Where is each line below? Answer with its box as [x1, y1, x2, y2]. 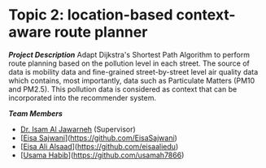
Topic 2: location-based [8, 6, 173, 24]
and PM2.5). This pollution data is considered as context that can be [8, 84, 238, 94]
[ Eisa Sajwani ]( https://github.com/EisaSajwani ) [20, 132, 177, 143]
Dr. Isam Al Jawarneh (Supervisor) [20, 124, 136, 134]
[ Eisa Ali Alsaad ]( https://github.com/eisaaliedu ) [20, 141, 179, 151]
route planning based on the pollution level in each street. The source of [8, 58, 251, 68]
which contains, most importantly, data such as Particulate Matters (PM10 [8, 75, 255, 85]
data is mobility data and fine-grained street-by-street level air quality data [8, 67, 259, 76]
